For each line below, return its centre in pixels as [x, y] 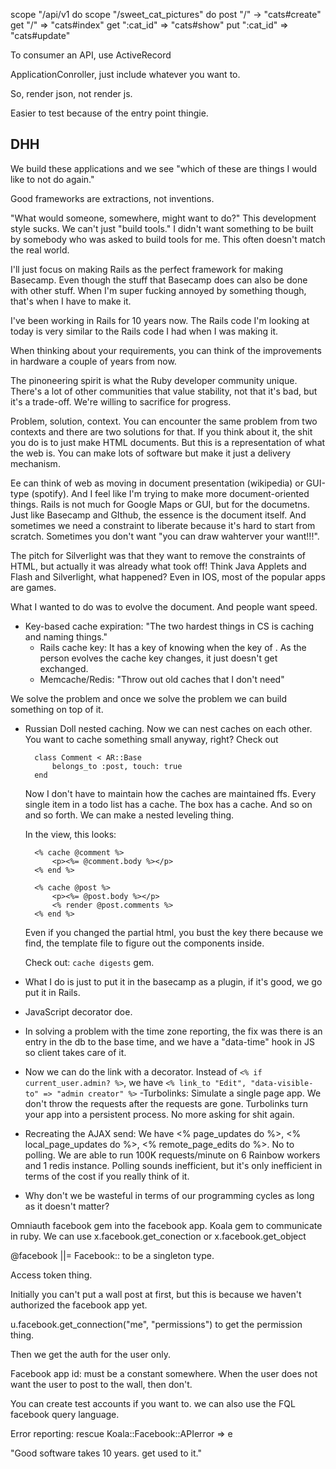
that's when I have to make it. [71, 301]
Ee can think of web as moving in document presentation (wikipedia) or [157, 483]
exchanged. [64, 668]
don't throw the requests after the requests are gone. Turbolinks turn [166, 1103]
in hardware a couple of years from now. [93, 361]
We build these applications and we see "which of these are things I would [164, 168]
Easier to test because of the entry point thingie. [109, 113]
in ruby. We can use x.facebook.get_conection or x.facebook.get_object [158, 1236]
